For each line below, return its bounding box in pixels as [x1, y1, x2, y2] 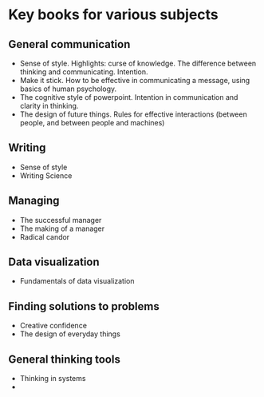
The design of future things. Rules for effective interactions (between [19, 109, 247, 119]
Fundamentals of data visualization [19, 276, 135, 286]
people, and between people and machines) [19, 118, 165, 127]
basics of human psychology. [19, 84, 117, 93]
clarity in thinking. [19, 101, 79, 110]
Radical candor [19, 232, 70, 241]
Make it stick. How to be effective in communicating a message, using [19, 76, 250, 85]
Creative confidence [19, 321, 88, 331]
